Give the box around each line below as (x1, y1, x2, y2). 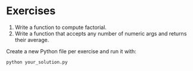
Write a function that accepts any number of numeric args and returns (14, 30, 187, 37)
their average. (14, 36, 49, 43)
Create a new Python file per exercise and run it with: (6, 47, 137, 54)
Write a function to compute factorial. (14, 24, 107, 31)
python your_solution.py (6, 59, 68, 65)
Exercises (6, 4, 56, 18)
